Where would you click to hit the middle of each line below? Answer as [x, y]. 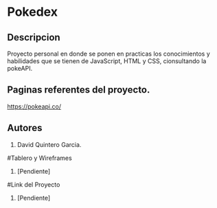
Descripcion [34, 37]
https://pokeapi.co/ [34, 106]
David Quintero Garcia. [49, 144]
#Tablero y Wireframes [39, 158]
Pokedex [33, 12]
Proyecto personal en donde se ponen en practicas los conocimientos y [109, 54]
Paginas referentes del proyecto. [79, 90]
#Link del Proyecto [34, 184]
